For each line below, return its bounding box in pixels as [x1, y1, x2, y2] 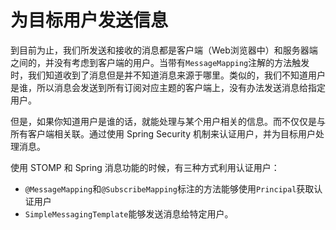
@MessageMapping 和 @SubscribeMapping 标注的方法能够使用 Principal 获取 [24, 182, 315, 195]
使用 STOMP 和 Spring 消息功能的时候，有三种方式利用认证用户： [10, 161, 280, 173]
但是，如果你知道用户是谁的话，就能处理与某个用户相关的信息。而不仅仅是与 [10, 115, 326, 127]
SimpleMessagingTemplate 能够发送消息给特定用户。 [24, 207, 234, 220]
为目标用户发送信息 [10, 9, 169, 32]
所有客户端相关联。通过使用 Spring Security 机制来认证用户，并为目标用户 [10, 127, 316, 140]
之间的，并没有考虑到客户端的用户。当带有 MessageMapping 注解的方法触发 [10, 56, 310, 68]
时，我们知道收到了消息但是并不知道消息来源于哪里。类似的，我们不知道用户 [10, 69, 326, 81]
